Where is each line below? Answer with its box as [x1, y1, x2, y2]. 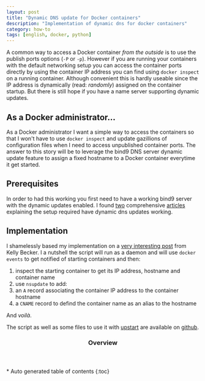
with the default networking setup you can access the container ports [6, 62, 182, 69]
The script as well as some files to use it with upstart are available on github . [6, 323, 199, 331]
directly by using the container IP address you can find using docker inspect [6, 68, 199, 75]
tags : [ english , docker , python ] [6, 32, 92, 38]
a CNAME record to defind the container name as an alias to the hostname [15, 299, 197, 307]
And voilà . [6, 311, 32, 319]
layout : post [6, 9, 40, 15]
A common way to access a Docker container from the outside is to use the [6, 48, 196, 56]
